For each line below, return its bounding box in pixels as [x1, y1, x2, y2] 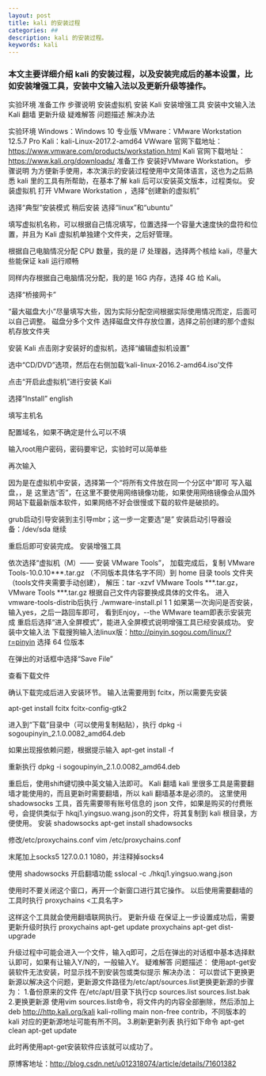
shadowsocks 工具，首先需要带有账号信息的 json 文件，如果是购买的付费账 [8, 799, 253, 808]
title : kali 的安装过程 [8, 19, 81, 27]
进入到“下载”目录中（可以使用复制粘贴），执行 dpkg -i [8, 720, 182, 729]
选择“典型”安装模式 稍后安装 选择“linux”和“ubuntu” [8, 203, 173, 212]
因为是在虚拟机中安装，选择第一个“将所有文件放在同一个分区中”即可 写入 [8, 478, 245, 488]
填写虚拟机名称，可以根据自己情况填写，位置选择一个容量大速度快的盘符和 [8, 219, 251, 230]
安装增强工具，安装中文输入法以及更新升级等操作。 [16, 81, 211, 92]
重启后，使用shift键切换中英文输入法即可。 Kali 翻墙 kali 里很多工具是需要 [8, 779, 248, 789]
